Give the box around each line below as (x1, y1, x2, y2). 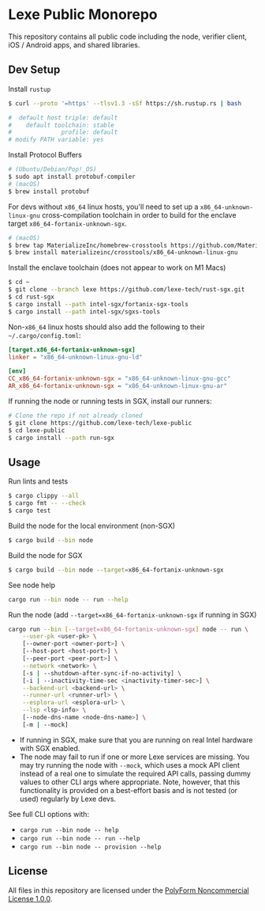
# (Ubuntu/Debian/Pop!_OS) (8, 165, 97, 173)
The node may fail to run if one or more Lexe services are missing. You (19, 752, 250, 761)
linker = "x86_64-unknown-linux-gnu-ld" (8, 353, 144, 361)
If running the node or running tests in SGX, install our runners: (8, 397, 212, 405)
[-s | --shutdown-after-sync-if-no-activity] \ (22, 669, 181, 678)
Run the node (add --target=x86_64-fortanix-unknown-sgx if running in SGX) (8, 609, 257, 619)
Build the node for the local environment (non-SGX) (8, 521, 176, 530)
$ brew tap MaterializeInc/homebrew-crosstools (8, 241, 168, 249)
